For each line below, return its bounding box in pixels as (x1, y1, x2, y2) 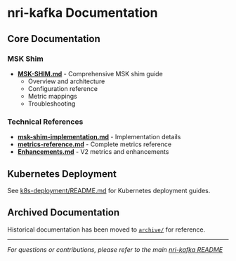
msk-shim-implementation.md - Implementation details (17, 133, 181, 141)
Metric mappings (27, 92, 77, 100)
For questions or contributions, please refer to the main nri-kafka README (7, 245, 223, 253)
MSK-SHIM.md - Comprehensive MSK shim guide (17, 69, 163, 78)
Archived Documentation (7, 206, 120, 218)
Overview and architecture (27, 77, 105, 85)
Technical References (7, 117, 84, 127)
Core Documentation (7, 33, 100, 45)
